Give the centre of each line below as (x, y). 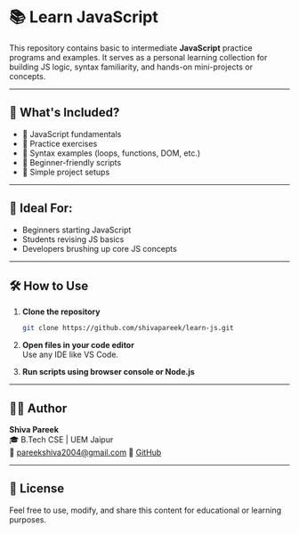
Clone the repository (61, 311)
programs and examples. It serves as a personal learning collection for (138, 57)
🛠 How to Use (49, 286)
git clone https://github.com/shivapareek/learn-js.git (128, 328)
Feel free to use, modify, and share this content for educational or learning (145, 510)
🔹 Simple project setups (66, 172)
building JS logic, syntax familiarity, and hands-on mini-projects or (131, 67)
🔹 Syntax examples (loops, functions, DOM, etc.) (111, 153)
